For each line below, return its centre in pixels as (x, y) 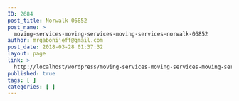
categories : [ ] (31, 87)
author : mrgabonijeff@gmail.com (55, 41)
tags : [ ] (22, 80)
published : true (31, 73)
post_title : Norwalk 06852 (47, 21)
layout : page (27, 54)
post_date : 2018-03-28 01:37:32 (55, 47)
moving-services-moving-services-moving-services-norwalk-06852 (111, 34)
